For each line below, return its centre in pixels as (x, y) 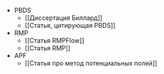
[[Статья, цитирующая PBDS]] (70, 25)
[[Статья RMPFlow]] (54, 41)
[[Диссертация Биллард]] (64, 18)
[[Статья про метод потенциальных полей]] (91, 63)
